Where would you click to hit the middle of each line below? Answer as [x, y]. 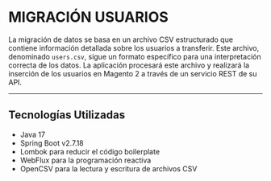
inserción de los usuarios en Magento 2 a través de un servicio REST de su [133, 73]
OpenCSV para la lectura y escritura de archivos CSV [108, 168]
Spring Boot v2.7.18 [52, 143]
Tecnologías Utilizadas [67, 115]
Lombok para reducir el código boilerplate [90, 151]
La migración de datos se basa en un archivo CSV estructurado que [121, 39]
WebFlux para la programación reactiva [85, 160]
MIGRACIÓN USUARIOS [89, 17]
